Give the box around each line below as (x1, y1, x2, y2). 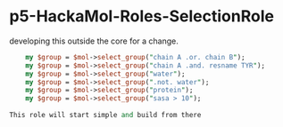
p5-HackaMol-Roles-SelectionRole (9, 6, 275, 27)
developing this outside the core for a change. (9, 36, 179, 46)
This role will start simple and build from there (9, 111, 202, 120)
